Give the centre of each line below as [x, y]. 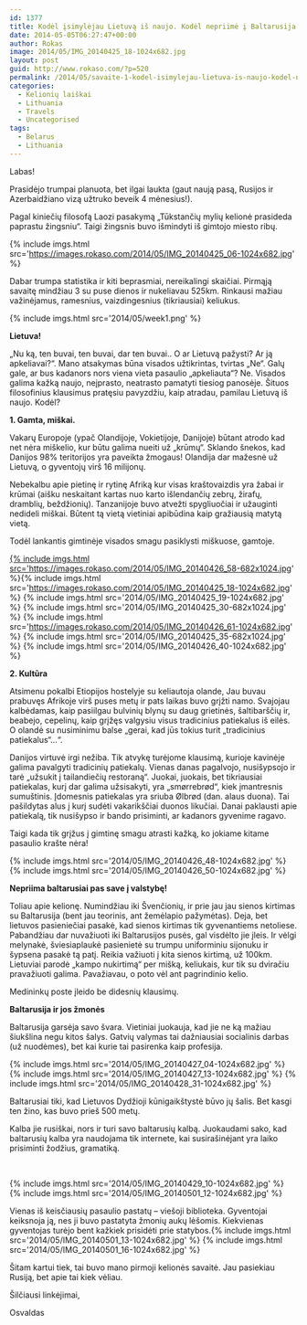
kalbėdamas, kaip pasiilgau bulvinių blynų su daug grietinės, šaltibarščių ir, [150, 710]
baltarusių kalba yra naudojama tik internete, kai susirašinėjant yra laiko [144, 1138]
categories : [32, 86]
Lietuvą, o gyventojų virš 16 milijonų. [78, 466]
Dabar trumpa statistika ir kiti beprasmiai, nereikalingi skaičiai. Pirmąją [141, 281]
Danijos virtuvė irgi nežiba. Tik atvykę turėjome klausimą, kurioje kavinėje [147, 757]
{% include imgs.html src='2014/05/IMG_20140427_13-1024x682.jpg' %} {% [153, 1074]
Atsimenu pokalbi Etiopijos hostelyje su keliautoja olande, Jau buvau [138, 691]
